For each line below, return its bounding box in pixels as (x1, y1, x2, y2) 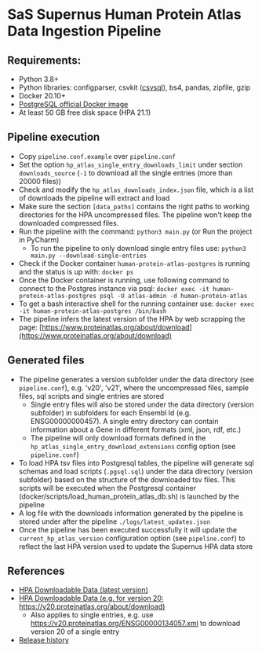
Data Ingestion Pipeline (7, 22, 162, 40)
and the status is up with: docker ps (18, 267, 134, 276)
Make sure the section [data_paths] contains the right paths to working (18, 201, 250, 211)
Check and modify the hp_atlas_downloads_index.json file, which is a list (18, 185, 254, 194)
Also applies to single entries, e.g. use (30, 610, 154, 620)
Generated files (7, 354, 85, 367)
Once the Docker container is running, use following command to (18, 275, 230, 285)
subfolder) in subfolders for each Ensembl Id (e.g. (30, 407, 191, 418)
